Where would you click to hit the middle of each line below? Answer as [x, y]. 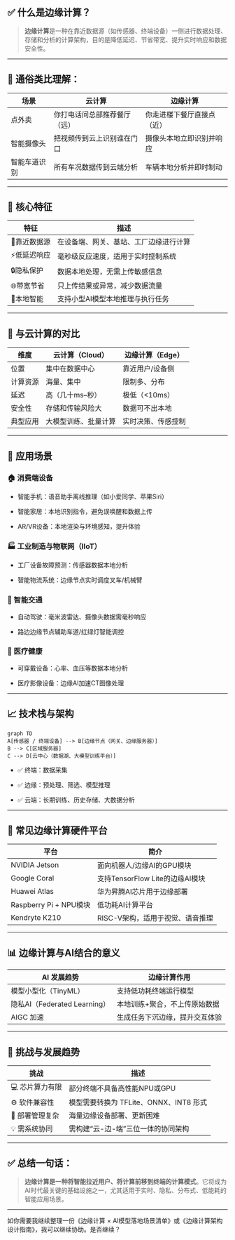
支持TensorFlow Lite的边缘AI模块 [151, 878]
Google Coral [33, 878]
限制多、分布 [144, 382]
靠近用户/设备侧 [149, 369]
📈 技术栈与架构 [41, 714]
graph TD [20, 733]
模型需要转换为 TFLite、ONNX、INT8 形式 [138, 1102]
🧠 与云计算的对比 [44, 333]
